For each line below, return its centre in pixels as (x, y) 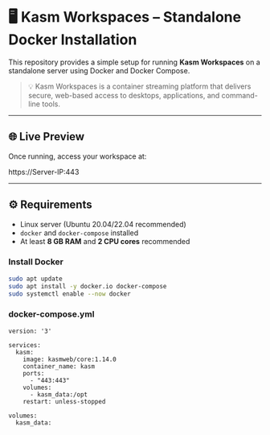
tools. (51, 104)
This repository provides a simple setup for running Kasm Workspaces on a (134, 62)
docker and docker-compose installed (79, 233)
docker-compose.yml (51, 314)
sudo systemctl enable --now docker (70, 294)
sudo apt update (35, 279)
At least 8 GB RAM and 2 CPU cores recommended (105, 241)
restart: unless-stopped (64, 401)
